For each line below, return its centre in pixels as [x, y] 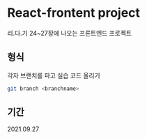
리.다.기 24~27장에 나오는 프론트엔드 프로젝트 [70, 33]
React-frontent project [74, 13]
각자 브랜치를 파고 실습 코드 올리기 [54, 75]
